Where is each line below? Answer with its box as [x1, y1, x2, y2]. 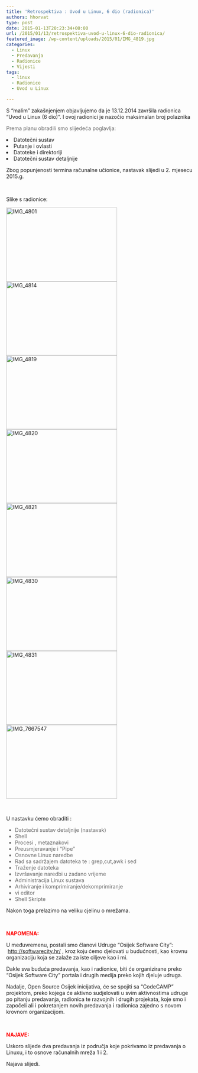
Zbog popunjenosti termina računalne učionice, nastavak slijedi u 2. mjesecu [6, 166, 193, 173]
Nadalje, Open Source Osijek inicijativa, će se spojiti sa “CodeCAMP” [6, 983, 174, 990]
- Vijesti [11, 63, 35, 70]
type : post [6, 20, 33, 25]
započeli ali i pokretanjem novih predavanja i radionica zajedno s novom [6, 1001, 181, 1009]
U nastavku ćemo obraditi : [6, 815, 72, 822]
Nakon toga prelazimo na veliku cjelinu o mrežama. [6, 907, 131, 914]
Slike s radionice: [6, 196, 48, 203]
